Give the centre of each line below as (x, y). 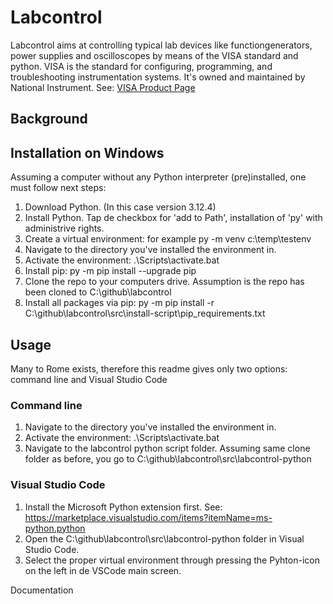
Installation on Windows (87, 152)
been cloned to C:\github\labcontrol (98, 292)
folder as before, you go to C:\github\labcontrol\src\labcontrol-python (168, 459)
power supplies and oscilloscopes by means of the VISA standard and (154, 55)
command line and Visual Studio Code (89, 379)
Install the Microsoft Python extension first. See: (123, 507)
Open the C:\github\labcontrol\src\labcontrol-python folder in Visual (164, 538)
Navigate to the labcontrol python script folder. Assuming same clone (167, 448)
